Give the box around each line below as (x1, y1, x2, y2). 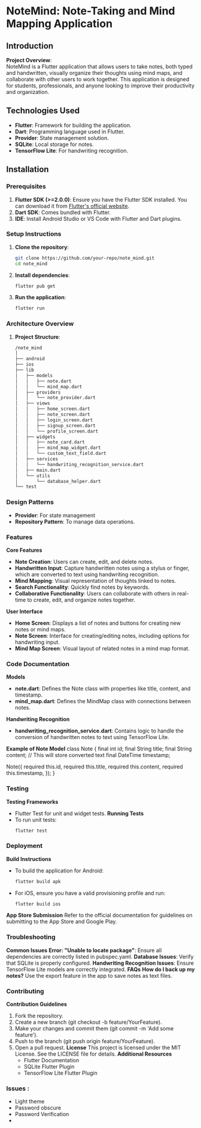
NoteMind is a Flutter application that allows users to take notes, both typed (6, 63, 193, 70)
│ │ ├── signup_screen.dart (14, 422, 96, 428)
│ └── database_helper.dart (14, 478, 101, 484)
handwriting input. (14, 639, 60, 646)
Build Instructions (6, 855, 52, 862)
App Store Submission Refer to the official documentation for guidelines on (6, 911, 193, 919)
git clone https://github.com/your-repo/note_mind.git (14, 255, 155, 261)
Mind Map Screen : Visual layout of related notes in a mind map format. (14, 644, 190, 652)
